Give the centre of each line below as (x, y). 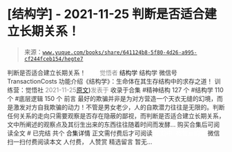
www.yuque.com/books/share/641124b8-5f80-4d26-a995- (120, 53)
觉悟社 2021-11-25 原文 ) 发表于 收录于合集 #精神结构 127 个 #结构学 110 (125, 90)
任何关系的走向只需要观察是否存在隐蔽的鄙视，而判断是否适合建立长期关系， (116, 115)
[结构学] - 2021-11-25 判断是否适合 (106, 14)
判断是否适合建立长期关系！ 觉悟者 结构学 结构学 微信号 (92, 73)
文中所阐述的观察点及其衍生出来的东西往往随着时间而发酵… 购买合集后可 (110, 124)
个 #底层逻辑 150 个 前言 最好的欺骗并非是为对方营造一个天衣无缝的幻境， (112, 98)
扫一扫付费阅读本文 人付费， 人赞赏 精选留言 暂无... (80, 142)
